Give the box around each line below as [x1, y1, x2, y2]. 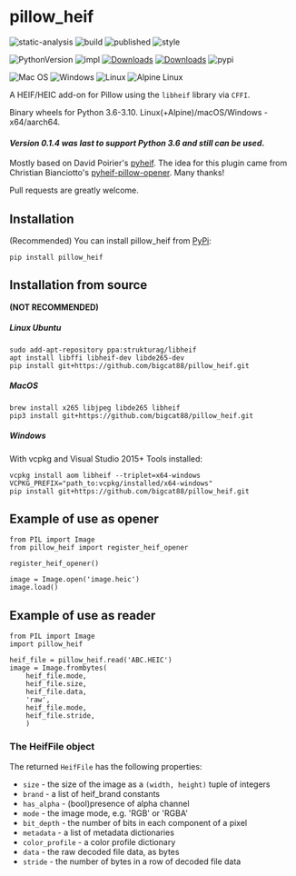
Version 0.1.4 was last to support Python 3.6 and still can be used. [9, 137, 265, 148]
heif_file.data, [25, 688, 88, 697]
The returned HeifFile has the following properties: [9, 761, 202, 771]
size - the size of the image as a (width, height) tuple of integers [22, 779, 271, 790]
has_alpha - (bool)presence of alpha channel [22, 798, 190, 809]
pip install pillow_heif [9, 253, 104, 262]
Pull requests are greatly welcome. [9, 184, 139, 196]
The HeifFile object [9, 741, 95, 753]
